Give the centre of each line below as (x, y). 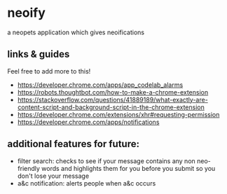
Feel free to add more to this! (49, 71)
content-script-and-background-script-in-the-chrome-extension (111, 107)
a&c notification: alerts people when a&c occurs (87, 183)
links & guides (39, 54)
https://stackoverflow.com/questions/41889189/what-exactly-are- (112, 99)
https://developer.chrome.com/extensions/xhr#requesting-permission (118, 114)
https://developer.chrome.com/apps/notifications (88, 122)
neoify (26, 13)
